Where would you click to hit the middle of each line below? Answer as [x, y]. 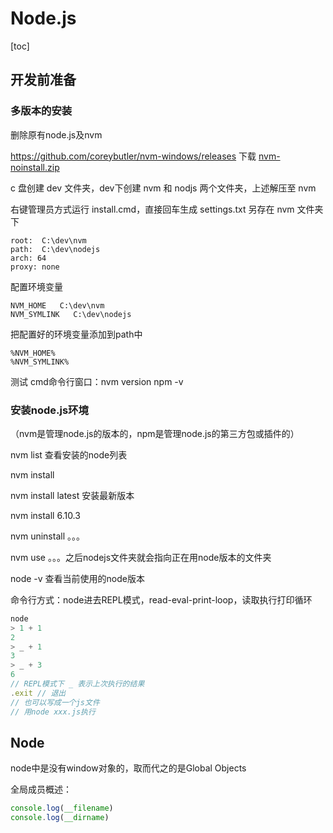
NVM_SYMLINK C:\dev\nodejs [71, 314]
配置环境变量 [36, 286]
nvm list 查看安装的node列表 [69, 454]
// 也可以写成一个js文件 [55, 702]
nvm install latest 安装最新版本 [72, 495]
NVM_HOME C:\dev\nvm [57, 305]
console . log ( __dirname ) [60, 818]
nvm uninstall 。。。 [47, 536]
